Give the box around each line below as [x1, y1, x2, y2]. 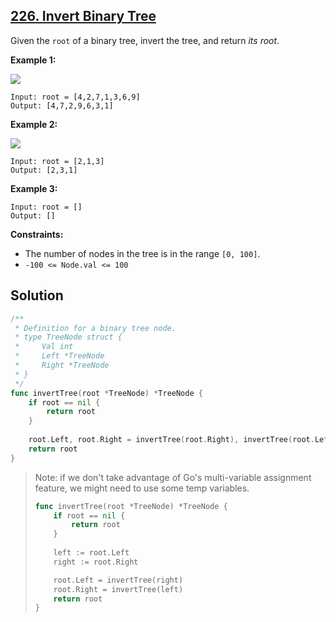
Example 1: [10, 54, 57, 66]
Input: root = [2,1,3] [10, 156, 105, 166]
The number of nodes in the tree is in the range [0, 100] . [24, 247, 261, 259]
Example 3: [10, 182, 58, 194]
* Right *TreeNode [14, 360, 110, 370]
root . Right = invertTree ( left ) [53, 584, 184, 594]
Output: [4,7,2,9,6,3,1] [10, 100, 114, 111]
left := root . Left [53, 548, 130, 558]
